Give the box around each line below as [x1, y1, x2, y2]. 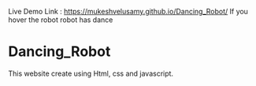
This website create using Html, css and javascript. [8, 69, 174, 78]
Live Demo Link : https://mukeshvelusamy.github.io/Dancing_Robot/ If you [8, 7, 248, 16]
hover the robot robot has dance [8, 15, 113, 24]
